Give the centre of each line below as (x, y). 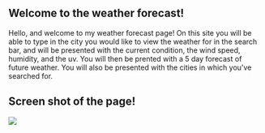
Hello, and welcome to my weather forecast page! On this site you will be (130, 32)
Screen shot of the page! (72, 102)
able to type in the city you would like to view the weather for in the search (133, 41)
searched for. (31, 75)
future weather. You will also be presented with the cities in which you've (130, 67)
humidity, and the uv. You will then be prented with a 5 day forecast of (125, 58)
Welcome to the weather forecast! (96, 13)
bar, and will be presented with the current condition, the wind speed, (124, 50)
